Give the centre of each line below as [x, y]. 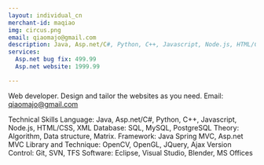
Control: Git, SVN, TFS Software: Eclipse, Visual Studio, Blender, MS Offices [130, 152]
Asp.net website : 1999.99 [58, 67]
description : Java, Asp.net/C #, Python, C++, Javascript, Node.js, [121, 45]
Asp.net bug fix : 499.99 [56, 60]
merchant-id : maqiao [42, 23]
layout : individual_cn [45, 15]
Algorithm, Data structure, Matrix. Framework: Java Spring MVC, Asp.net [126, 136]
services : [24, 52]
